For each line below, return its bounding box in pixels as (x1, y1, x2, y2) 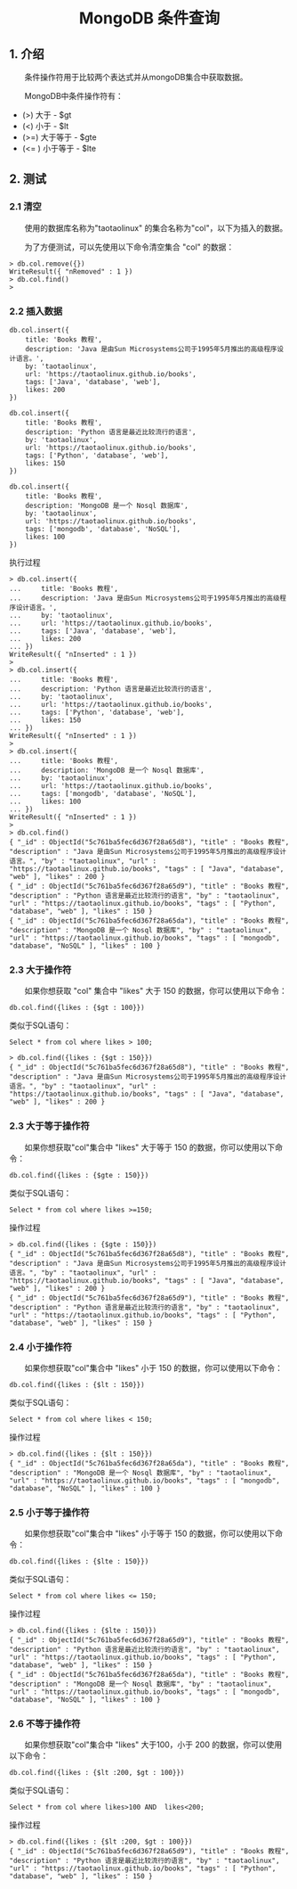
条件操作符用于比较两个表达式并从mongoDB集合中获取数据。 (24, 72, 248, 82)
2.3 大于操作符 (9, 964, 72, 976)
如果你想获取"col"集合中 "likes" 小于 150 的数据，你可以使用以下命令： (24, 1362, 283, 1373)
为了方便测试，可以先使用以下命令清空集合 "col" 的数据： (24, 242, 235, 252)
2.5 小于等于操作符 (9, 1506, 91, 1518)
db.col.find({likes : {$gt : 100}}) (9, 1004, 145, 1013)
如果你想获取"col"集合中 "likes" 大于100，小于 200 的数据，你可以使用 (24, 1739, 283, 1750)
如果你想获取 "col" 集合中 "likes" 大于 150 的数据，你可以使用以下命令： (24, 986, 287, 997)
